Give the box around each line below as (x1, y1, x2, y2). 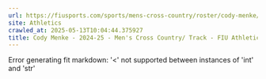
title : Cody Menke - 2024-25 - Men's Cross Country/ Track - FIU (8, 33, 228, 42)
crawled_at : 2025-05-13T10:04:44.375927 (8, 26, 144, 34)
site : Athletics (8, 19, 62, 27)
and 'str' (8, 64, 36, 73)
